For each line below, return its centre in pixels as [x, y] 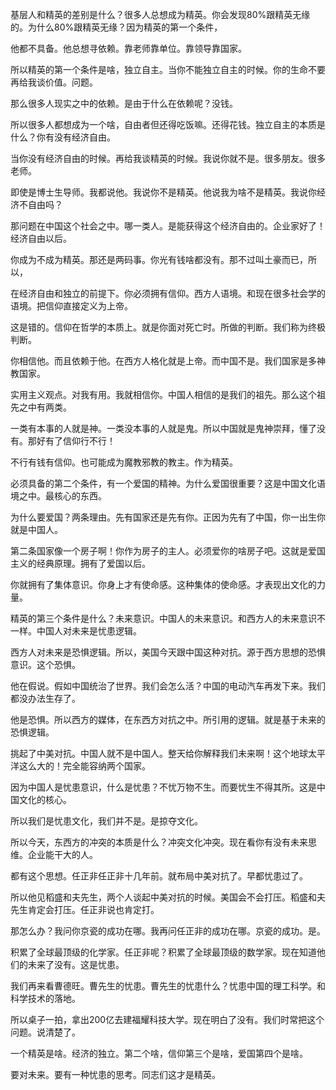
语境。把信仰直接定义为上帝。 [71, 306]
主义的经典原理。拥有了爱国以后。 [80, 563]
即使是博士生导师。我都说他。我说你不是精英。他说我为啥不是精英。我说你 [163, 192]
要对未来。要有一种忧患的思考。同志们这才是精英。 [115, 1074]
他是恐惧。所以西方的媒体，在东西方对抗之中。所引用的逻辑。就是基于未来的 [168, 719]
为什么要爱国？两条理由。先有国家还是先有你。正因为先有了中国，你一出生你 [168, 517]
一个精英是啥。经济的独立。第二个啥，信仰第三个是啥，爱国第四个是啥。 [159, 1053]
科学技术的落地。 [45, 998]
